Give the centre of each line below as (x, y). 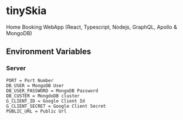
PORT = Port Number (30, 80)
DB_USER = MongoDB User (35, 85)
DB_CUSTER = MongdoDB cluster (43, 96)
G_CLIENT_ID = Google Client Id (45, 101)
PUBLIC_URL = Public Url (36, 111)
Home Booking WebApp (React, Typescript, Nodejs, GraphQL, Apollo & (91, 27)
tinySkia (26, 11)
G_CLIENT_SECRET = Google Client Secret (56, 106)
